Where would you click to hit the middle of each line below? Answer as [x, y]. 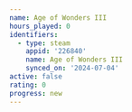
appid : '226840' [57, 51]
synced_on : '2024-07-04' [72, 69]
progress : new [36, 93]
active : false [36, 77]
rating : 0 [28, 85]
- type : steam [44, 43]
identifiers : [34, 34]
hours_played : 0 [40, 26]
